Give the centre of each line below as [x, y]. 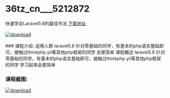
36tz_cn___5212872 [47, 9]
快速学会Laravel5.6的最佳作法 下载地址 [46, 23]
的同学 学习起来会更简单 [30, 65]
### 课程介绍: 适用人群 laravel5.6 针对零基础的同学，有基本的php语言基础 [82, 45]
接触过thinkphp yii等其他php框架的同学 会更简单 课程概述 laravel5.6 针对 [90, 52]
